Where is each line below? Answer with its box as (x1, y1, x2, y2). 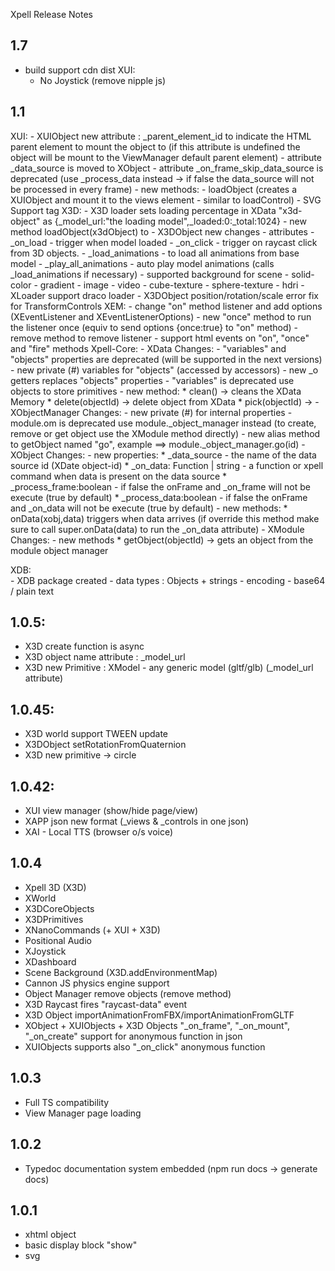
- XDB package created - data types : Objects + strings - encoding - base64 (10, 574, 326, 586)
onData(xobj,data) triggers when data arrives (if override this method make (10, 512, 320, 524)
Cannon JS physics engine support (24, 977, 170, 989)
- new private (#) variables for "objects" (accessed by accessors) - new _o (10, 364, 319, 376)
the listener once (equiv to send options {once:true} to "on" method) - (10, 321, 298, 333)
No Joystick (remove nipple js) (39, 74, 167, 86)
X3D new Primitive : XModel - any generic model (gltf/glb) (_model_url (24, 662, 314, 674)
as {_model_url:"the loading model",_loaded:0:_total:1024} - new (42, 215, 307, 227)
